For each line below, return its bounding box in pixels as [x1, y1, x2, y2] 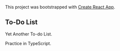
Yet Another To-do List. [5, 31, 53, 37]
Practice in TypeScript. [5, 40, 52, 46]
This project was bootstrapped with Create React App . [5, 4, 116, 10]
